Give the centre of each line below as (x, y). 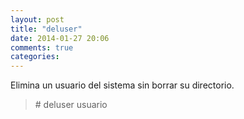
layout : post (37, 19)
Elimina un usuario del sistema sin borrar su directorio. (122, 85)
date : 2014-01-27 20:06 (60, 38)
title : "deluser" (46, 29)
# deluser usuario (71, 105)
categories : (35, 57)
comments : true (42, 47)
